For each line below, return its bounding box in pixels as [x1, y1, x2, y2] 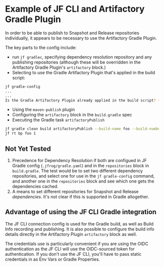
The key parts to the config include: [5, 44, 77, 50]
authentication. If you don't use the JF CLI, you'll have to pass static [5, 251, 142, 257]
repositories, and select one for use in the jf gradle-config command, [12, 173, 155, 179]
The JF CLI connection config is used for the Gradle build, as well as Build [5, 221, 154, 226]
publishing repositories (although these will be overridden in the [12, 59, 141, 65]
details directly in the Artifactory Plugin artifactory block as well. [5, 231, 137, 237]
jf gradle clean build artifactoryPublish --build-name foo [5, 126, 130, 131]
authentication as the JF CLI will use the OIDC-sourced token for [5, 246, 135, 252]
